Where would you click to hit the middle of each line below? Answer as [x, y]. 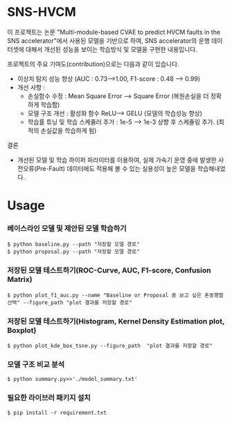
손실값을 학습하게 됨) [69, 130]
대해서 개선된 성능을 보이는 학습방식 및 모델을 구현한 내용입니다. [111, 49]
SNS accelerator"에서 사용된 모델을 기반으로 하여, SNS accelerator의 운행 [108, 40]
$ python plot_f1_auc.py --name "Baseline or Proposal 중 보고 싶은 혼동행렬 [115, 295]
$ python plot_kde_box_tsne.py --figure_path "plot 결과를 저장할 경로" [110, 346]
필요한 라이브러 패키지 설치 [49, 398]
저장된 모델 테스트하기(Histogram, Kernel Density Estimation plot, [116, 321]
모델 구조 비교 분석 [36, 364]
